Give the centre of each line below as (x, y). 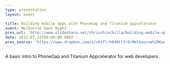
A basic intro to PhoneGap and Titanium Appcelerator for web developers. (82, 56)
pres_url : (16, 33)
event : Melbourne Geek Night (36, 28)
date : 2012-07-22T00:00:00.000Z (39, 37)
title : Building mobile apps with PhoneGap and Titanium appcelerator (81, 23)
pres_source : (19, 42)
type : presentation (26, 10)
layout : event (20, 14)
